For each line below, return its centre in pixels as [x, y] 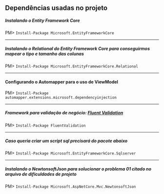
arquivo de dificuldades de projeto [41, 174]
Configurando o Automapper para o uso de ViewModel [62, 82]
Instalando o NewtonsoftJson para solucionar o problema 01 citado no [78, 169]
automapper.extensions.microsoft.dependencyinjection [61, 97]
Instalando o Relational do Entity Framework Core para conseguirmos [78, 48]
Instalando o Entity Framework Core [42, 20]
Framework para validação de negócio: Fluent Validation [64, 113]
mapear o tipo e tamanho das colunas [45, 54]
